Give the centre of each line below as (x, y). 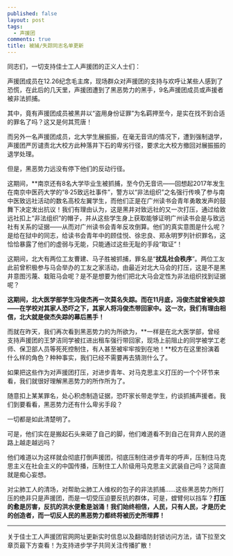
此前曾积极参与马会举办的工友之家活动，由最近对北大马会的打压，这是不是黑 (116, 267)
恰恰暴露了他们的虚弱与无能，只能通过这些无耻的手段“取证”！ (95, 244)
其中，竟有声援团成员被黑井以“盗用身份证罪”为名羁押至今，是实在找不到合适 (116, 113)
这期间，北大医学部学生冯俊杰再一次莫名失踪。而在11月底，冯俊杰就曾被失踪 (116, 299)
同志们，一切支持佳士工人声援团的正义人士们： (74, 66)
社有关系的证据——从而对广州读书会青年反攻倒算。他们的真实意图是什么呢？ (116, 227)
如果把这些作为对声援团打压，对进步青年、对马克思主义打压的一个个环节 (110, 372)
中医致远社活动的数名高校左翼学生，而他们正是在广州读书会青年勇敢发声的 (113, 201)
